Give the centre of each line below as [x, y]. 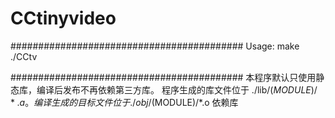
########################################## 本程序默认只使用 [163, 77]
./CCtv [24, 56]
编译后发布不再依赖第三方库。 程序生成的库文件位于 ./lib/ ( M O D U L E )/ [177, 89]
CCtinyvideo [63, 18]
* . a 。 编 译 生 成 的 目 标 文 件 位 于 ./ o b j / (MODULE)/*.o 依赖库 [124, 102]
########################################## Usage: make [155, 46]
